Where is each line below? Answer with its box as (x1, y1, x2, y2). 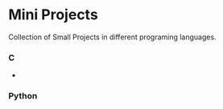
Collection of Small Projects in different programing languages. (8, 32, 217, 42)
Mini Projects (8, 6, 98, 24)
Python (8, 91, 38, 102)
